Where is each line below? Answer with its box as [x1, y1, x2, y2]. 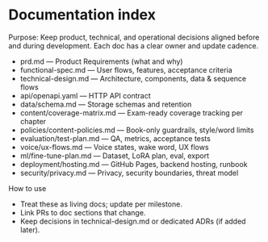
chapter [19, 116, 47, 126]
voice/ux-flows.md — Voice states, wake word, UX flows [19, 142, 209, 152]
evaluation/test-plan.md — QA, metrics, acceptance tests [19, 133, 211, 143]
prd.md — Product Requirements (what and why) [19, 56, 183, 66]
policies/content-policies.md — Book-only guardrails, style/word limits [19, 125, 254, 135]
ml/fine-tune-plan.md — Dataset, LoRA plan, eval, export [19, 151, 210, 161]
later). [19, 224, 40, 235]
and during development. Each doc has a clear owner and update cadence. [8, 40, 259, 50]
